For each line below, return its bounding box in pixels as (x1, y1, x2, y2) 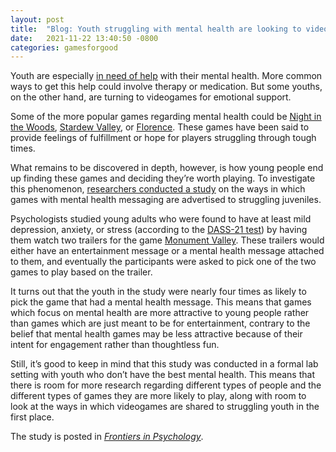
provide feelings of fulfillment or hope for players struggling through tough (10, 132, 317, 144)
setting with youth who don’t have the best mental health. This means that (10, 369, 315, 381)
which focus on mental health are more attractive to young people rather (10, 307, 310, 319)
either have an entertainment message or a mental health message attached (10, 245, 325, 257)
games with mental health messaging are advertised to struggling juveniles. (10, 194, 322, 206)
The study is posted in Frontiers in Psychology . (10, 431, 204, 443)
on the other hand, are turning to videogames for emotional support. (10, 91, 292, 103)
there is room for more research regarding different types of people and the (10, 379, 322, 391)
